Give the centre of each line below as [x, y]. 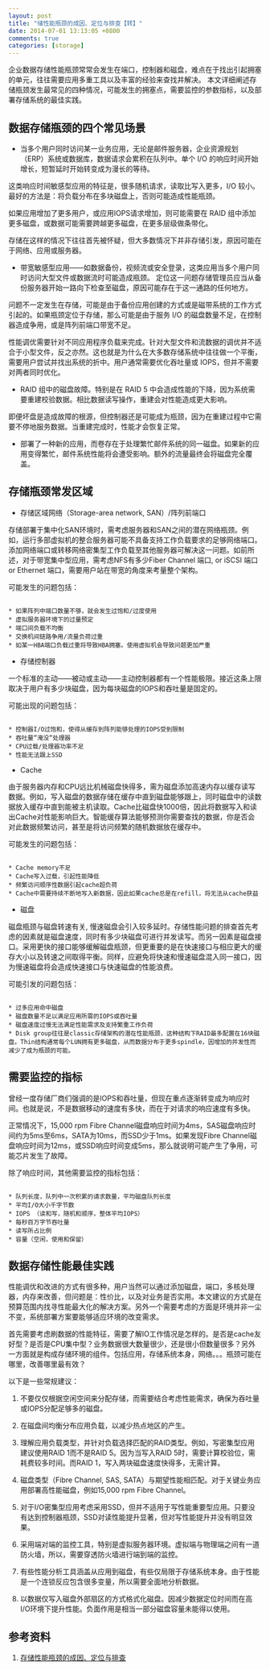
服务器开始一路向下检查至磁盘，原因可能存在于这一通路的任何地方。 [140, 288]
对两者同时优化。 [37, 372]
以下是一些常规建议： [43, 1382]
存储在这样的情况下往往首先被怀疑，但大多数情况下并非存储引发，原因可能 [131, 240]
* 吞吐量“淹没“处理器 [39, 738]
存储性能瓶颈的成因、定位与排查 [73, 1658]
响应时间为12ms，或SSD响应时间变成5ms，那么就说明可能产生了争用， [133, 1146]
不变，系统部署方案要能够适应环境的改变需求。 [86, 1317]
